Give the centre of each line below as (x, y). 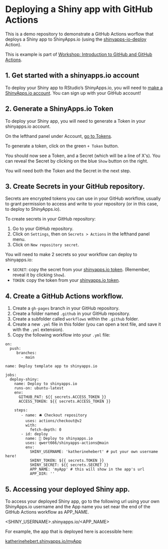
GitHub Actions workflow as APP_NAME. (47, 512)
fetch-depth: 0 (46, 430)
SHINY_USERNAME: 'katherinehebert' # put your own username (94, 452)
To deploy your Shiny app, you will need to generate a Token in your (75, 121)
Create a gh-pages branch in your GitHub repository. (66, 308)
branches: (27, 353)
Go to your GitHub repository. (43, 229)
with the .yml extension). (38, 330)
